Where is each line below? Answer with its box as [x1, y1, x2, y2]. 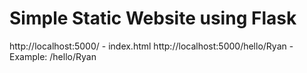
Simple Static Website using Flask [9, 7, 297, 30]
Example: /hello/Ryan [9, 50, 97, 62]
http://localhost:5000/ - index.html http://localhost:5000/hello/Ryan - [9, 40, 294, 52]
